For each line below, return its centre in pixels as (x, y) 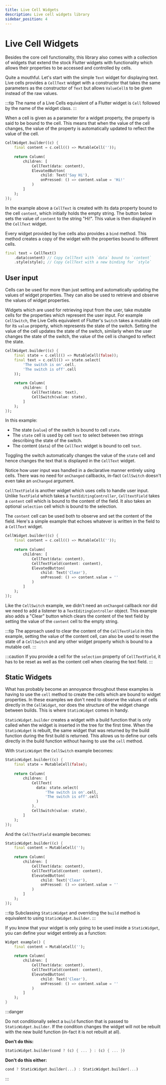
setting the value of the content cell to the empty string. (62, 621)
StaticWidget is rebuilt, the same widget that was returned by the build (77, 730)
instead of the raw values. (32, 93)
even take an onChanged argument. (40, 481)
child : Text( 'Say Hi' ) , (65, 175)
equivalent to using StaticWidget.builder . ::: (51, 918)
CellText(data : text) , (55, 392)
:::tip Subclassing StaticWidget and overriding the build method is (73, 912)
